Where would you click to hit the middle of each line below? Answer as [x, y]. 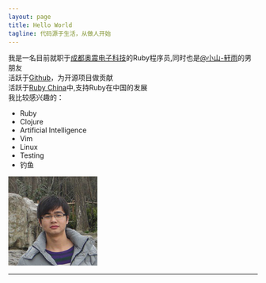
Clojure [31, 122]
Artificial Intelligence [53, 130]
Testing [32, 155]
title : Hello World [40, 25]
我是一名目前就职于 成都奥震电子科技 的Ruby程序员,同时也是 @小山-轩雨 [123, 58]
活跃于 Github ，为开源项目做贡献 [61, 78]
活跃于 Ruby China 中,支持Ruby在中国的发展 [78, 88]
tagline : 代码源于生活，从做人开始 [60, 33]
